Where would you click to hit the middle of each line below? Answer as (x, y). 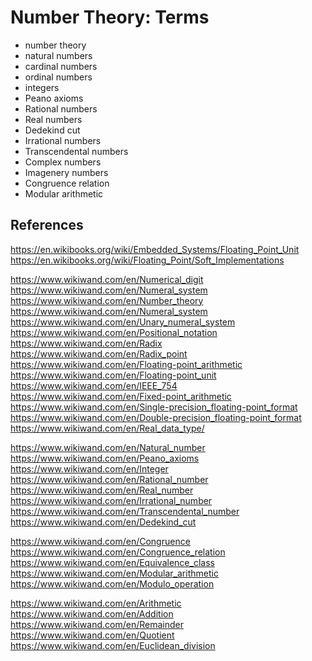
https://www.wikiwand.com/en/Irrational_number (111, 500)
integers (42, 87)
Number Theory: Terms (110, 17)
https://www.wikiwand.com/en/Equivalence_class (112, 562)
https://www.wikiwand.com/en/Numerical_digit (107, 279)
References (47, 225)
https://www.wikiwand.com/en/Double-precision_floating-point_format (156, 417)
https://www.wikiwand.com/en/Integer (89, 468)
